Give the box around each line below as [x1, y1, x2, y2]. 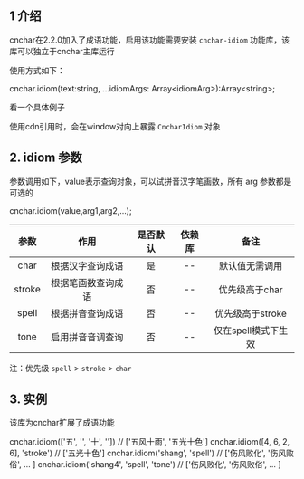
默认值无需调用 [218, 259, 283, 272]
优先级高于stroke [214, 307, 287, 320]
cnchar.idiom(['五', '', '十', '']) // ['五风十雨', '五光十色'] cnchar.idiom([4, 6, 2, [9, 436, 290, 447]
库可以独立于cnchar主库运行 [9, 45, 115, 56]
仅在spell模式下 [213, 324, 280, 337]
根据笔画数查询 [51, 276, 115, 289]
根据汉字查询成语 [51, 259, 124, 272]
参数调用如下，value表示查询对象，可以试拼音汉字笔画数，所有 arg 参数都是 [9, 176, 292, 187]
